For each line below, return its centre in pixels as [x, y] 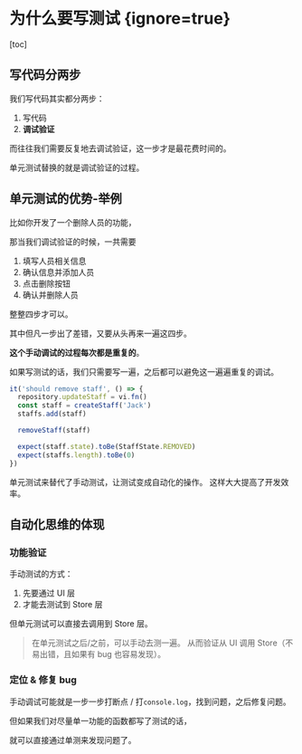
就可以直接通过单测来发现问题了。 [73, 740]
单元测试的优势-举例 [66, 199]
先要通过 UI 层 [48, 593]
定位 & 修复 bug [43, 680]
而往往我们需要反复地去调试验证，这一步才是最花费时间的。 [120, 148]
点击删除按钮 [46, 283]
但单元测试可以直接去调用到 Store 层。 [81, 624]
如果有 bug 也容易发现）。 [118, 654]
